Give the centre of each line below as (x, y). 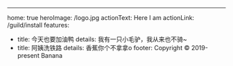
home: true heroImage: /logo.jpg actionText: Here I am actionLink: (101, 18)
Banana (52, 55)
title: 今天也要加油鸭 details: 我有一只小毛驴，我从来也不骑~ (102, 39)
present (28, 55)
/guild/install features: (38, 25)
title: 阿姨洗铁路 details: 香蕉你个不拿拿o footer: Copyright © (103, 48)
